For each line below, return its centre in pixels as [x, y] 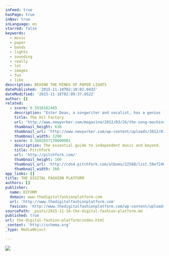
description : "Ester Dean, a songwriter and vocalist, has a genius [88, 113]
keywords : [16, 33]
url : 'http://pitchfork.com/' [46, 155]
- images [19, 71]
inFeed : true [19, 10]
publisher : [17, 188]
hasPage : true [20, 15]
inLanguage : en [21, 24]
